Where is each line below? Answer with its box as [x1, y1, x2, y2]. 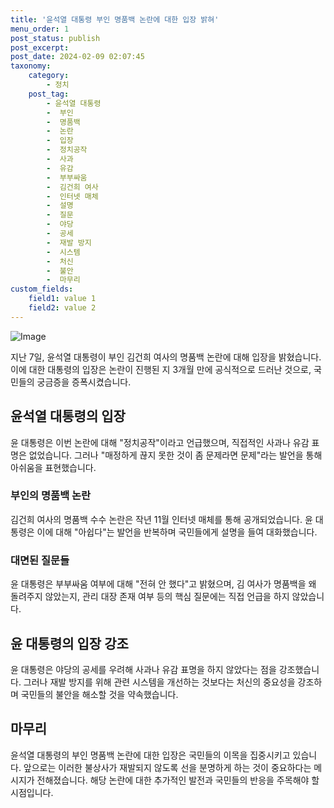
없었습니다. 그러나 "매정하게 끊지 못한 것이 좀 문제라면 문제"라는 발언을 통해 [28, 449, 323, 461]
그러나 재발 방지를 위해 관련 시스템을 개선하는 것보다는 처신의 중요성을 [23, 676, 296, 688]
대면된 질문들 [10, 553, 70, 567]
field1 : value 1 [28, 294, 97, 304]
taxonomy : [10, 61, 52, 71]
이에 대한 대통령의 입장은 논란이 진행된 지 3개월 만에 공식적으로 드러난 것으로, [10, 363, 312, 375]
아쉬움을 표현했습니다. [10, 461, 97, 473]
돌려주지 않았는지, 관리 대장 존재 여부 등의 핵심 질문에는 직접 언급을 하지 [10, 591, 290, 603]
